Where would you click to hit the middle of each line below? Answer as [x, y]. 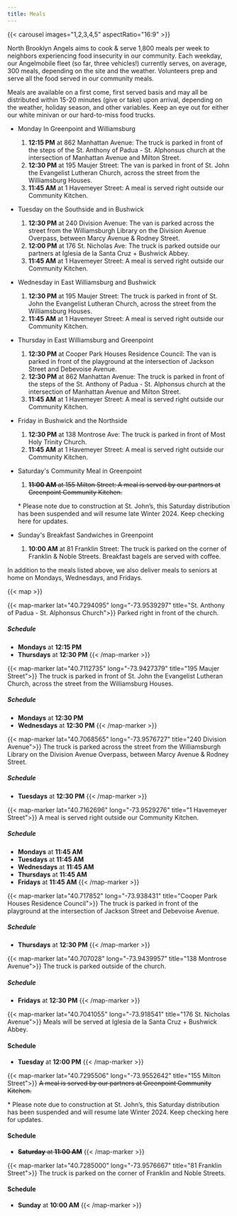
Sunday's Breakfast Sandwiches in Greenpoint [86, 535]
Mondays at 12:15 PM [50, 647]
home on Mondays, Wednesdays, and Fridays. [75, 577]
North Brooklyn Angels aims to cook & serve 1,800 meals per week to [109, 48]
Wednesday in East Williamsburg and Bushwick [87, 282]
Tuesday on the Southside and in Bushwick [81, 209]
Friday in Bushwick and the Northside [72, 420]
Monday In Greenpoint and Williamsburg [77, 128]
